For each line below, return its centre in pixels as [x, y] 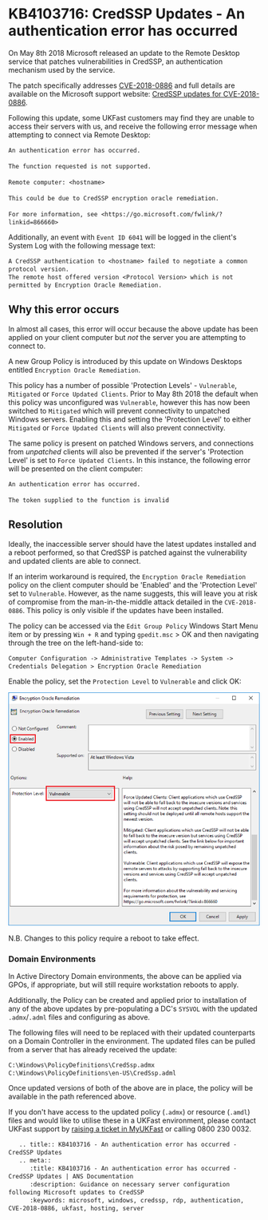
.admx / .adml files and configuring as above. [79, 1017]
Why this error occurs [64, 309]
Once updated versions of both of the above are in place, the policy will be [131, 1088]
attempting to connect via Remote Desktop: [80, 135]
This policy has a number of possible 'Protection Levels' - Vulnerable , [123, 385]
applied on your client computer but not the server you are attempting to [127, 337]
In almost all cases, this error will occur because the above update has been [133, 329]
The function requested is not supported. [80, 166]
